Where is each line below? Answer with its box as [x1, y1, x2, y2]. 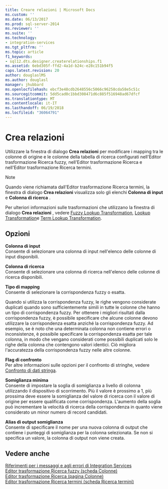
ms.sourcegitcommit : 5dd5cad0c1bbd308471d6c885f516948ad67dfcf [5, 91, 140, 96]
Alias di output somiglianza [5, 419, 64, 425]
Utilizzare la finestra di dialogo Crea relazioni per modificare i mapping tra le [5, 148, 163, 154]
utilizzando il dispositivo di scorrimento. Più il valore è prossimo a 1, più [5, 387, 152, 394]
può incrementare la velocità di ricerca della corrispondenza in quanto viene [5, 404, 163, 410]
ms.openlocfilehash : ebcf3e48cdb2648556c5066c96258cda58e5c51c [5, 86, 140, 92]
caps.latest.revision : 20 [5, 68, 59, 73]
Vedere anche [5, 449, 50, 458]
